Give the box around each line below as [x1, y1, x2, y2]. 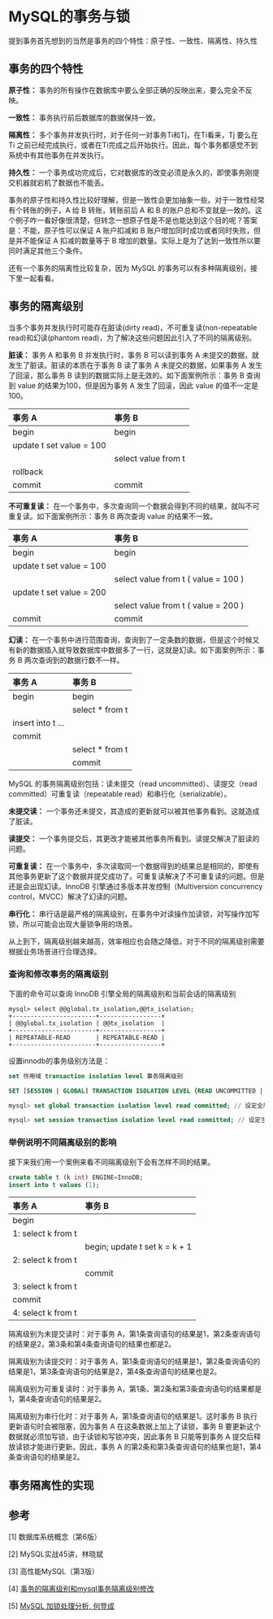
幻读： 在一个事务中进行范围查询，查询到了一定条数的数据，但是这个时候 [8, 635, 253, 644]
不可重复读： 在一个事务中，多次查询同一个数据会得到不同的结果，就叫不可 [8, 501, 260, 511]
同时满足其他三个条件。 [8, 246, 87, 255]
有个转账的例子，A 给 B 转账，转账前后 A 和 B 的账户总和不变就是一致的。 [8, 205, 256, 215]
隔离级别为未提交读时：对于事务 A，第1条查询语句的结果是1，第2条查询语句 [8, 1329, 261, 1339]
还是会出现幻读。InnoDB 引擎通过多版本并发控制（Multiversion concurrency [8, 881, 263, 891]
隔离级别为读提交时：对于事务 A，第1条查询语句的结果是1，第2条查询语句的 [8, 1356, 261, 1367]
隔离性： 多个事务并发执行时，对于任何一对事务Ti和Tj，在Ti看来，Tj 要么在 [8, 129, 258, 139]
